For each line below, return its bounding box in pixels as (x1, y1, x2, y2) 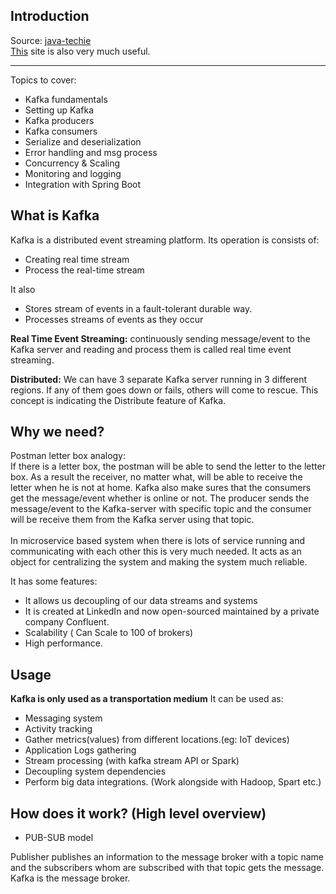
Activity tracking (24, 723, 93, 735)
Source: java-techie (10, 34, 92, 46)
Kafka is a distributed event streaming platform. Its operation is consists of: (10, 234, 320, 246)
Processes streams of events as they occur (24, 313, 204, 325)
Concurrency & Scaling (24, 157, 121, 169)
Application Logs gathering (24, 744, 137, 756)
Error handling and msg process (24, 146, 158, 158)
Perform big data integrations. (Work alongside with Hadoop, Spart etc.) (24, 776, 322, 788)
